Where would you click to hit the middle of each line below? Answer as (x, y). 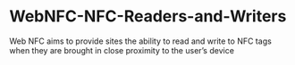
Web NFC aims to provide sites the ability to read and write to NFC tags (141, 41)
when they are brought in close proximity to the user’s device (122, 50)
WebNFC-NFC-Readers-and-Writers (148, 16)
